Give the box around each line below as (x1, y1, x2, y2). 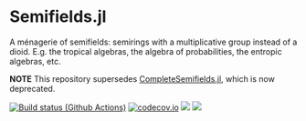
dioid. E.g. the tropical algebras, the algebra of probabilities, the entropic (9, 45, 282, 56)
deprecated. (9, 83, 56, 94)
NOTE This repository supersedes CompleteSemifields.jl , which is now (9, 73, 276, 84)
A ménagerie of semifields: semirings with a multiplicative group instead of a (9, 36, 298, 47)
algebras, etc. (9, 55, 61, 66)
